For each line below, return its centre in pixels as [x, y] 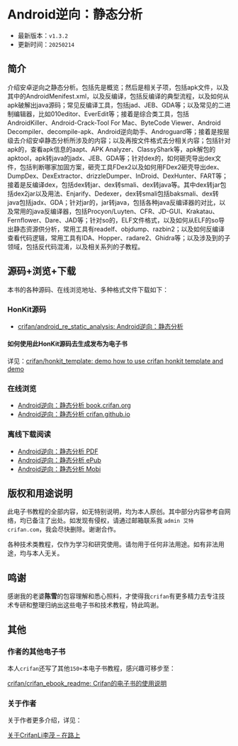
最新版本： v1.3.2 [43, 35]
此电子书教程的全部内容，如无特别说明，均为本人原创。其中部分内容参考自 [116, 512]
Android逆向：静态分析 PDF [58, 451]
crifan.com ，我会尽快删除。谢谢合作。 [64, 529]
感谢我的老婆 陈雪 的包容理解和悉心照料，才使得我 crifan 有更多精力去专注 [113, 597]
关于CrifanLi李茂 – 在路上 [44, 735]
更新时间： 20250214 [46, 44]
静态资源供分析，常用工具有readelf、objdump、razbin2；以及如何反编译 [119, 229]
